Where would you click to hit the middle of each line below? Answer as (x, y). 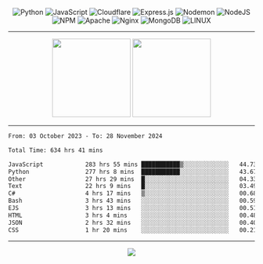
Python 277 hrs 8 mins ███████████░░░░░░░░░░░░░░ (119, 172)
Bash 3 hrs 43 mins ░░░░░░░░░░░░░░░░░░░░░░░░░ (119, 201)
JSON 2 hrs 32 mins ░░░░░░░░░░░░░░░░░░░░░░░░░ (119, 222)
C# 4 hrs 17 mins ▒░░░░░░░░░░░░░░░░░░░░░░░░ (119, 193)
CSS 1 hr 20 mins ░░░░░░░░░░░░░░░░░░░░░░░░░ (119, 230)
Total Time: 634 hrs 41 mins (56, 150)
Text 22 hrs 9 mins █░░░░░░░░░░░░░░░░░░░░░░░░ (119, 186)
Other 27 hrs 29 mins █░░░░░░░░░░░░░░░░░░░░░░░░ (119, 179)
